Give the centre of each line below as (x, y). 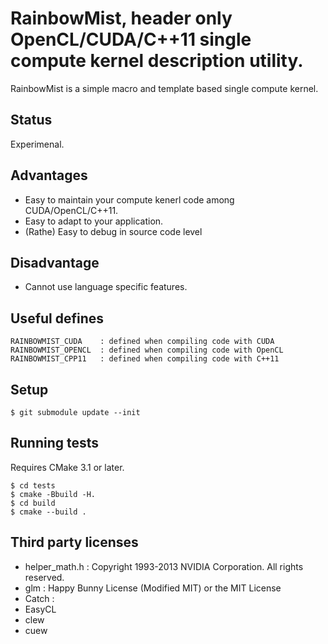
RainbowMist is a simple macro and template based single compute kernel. (164, 88)
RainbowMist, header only (121, 18)
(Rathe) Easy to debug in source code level (113, 231)
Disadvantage (55, 262)
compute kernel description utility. (157, 61)
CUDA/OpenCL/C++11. (71, 210)
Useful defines (57, 318)
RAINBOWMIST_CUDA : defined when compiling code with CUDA (142, 342)
